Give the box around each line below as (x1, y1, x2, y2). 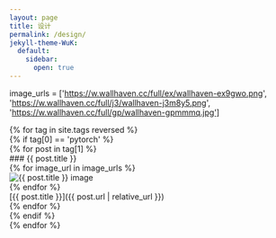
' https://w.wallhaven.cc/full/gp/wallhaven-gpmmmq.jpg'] (9, 107, 220, 118)
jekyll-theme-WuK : (9, 38, 78, 48)
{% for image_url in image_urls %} (9, 163, 137, 173)
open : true (32, 64, 75, 73)
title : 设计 (9, 22, 51, 31)
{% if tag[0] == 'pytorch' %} (9, 134, 114, 145)
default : (17, 47, 50, 56)
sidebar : (25, 55, 58, 64)
